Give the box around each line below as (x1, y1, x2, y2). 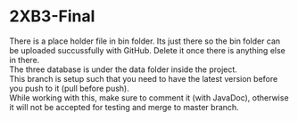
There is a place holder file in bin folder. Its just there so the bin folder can (9, 36, 281, 46)
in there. (9, 54, 40, 65)
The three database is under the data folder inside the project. (9, 64, 238, 75)
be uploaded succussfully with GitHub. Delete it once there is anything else (9, 44, 286, 55)
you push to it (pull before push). (9, 83, 129, 93)
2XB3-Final (9, 6, 95, 27)
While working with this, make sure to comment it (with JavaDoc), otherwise (9, 92, 289, 103)
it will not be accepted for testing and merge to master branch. (9, 101, 239, 112)
